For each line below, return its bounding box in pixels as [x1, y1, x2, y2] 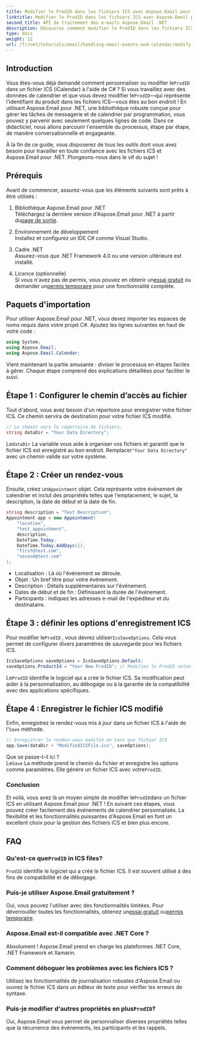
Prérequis [6, 171, 43, 181]
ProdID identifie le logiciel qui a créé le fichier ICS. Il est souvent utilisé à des [6, 867, 192, 875]
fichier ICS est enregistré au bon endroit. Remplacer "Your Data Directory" [6, 446, 187, 453]
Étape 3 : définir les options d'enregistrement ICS [6, 618, 191, 628]
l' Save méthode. [6, 725, 44, 733]
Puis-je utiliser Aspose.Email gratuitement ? [6, 889, 135, 897]
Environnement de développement [14, 228, 99, 235]
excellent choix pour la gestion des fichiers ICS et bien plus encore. [6, 819, 170, 827]
